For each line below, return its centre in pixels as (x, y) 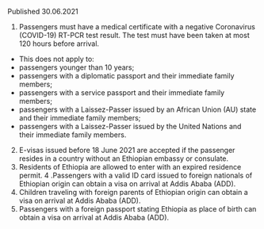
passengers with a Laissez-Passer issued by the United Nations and (130, 126)
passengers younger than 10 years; (77, 67)
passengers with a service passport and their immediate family (122, 93)
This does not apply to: (56, 59)
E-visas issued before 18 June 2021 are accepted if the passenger (127, 150)
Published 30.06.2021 (43, 11)
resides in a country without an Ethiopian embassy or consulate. (124, 158)
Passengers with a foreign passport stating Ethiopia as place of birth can (138, 209)
